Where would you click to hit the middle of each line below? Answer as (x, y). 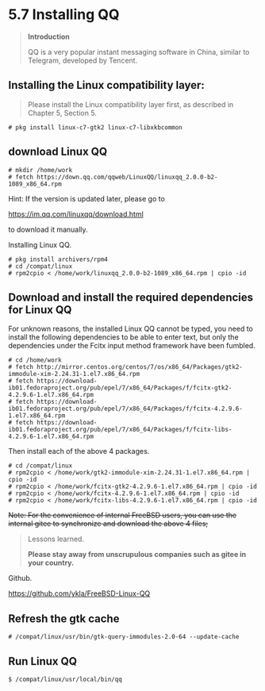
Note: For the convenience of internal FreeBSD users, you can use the (122, 515)
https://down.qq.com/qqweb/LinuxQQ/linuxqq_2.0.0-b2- (127, 177)
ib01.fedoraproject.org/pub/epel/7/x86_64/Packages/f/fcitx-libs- (120, 430)
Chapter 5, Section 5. (62, 113)
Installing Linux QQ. (40, 244)
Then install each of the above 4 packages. (79, 451)
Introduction (48, 36)
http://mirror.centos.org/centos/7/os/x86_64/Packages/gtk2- (140, 367)
